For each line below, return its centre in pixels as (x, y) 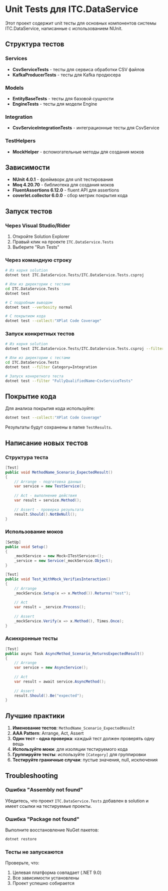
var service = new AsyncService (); (51, 667)
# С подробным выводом (29, 302)
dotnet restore (21, 839)
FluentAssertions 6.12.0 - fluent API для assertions (66, 190)
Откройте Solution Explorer (41, 237)
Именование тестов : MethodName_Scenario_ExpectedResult (73, 728)
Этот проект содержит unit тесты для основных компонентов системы (81, 23)
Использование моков (34, 532)
